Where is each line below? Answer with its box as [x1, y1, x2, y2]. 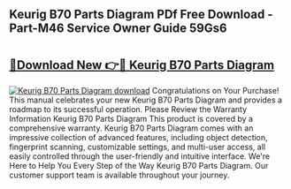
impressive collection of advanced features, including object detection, [9, 132, 268, 142]
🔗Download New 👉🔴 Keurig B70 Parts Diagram [9, 57, 275, 72]
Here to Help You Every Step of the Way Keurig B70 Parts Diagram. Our [9, 161, 269, 170]
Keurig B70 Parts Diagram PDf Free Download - [9, 7, 273, 22]
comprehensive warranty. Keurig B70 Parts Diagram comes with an [9, 123, 254, 133]
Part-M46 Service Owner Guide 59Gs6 [9, 21, 227, 36]
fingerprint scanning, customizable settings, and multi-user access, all [9, 141, 266, 152]
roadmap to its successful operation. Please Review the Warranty [9, 104, 248, 114]
